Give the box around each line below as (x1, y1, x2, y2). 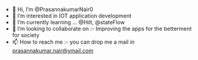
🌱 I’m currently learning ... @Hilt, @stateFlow (12, 19, 125, 25)
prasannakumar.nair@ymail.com (12, 47, 94, 54)
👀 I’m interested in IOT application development (12, 12, 132, 19)
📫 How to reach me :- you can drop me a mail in (12, 38, 135, 45)
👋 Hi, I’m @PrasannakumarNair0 (12, 6, 94, 13)
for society (12, 32, 40, 39)
